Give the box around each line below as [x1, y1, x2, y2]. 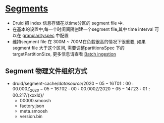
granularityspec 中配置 [22, 32, 69, 38]
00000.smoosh [19, 97, 51, 103]
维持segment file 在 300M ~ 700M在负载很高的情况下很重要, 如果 [12, 38, 146, 45]
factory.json [19, 103, 45, 109]
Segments [5, 3, 49, 14]
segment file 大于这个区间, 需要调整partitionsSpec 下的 [12, 45, 125, 51]
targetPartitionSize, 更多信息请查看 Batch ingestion [12, 51, 116, 57]
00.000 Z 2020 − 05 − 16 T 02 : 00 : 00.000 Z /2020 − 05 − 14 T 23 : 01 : [12, 85, 150, 93]
